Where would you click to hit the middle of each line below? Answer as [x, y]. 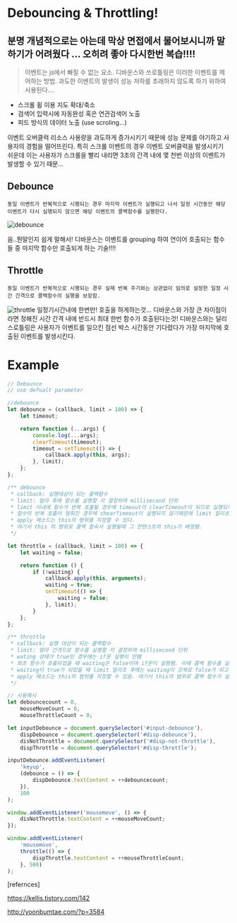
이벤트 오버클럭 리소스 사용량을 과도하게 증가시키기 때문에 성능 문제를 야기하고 [115, 137]
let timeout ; [39, 416]
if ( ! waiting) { [56, 572]
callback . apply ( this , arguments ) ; [96, 579]
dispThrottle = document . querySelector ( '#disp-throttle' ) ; [109, 748]
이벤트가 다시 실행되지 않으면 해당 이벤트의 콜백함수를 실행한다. [87, 212]
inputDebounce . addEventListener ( [56, 760]
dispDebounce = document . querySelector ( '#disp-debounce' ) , [109, 735]
